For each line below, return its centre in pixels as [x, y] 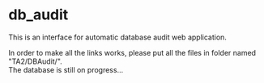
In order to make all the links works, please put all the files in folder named [132, 52]
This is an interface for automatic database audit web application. [117, 37]
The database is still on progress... [66, 69]
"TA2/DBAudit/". [35, 61]
